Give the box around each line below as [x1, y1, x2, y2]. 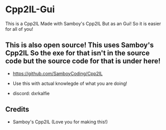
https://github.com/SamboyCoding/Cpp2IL [12, 70, 103, 76]
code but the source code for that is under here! [5, 57, 161, 66]
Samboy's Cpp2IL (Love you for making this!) [12, 119, 108, 125]
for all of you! [5, 26, 33, 32]
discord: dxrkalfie [12, 90, 50, 96]
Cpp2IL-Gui [5, 4, 55, 15]
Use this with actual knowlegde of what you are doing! [12, 80, 128, 86]
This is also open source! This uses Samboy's [5, 41, 154, 50]
